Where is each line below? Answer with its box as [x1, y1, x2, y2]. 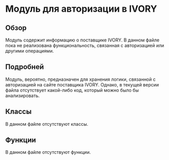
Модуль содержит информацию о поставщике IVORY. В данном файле [5, 37, 160, 43]
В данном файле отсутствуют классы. [5, 121, 89, 127]
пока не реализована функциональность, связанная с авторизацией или [5, 42, 164, 49]
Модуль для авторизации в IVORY [5, 3, 157, 15]
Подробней [5, 62, 44, 72]
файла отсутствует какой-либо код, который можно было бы [5, 87, 139, 93]
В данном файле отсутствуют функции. [5, 149, 91, 155]
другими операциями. [5, 48, 54, 54]
